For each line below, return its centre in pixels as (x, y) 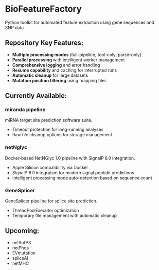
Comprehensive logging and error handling (56, 65)
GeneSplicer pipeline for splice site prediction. (51, 201)
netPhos (20, 248)
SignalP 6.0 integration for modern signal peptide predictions (73, 172)
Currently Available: (36, 96)
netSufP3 (21, 242)
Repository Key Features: (44, 43)
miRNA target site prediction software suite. (49, 120)
